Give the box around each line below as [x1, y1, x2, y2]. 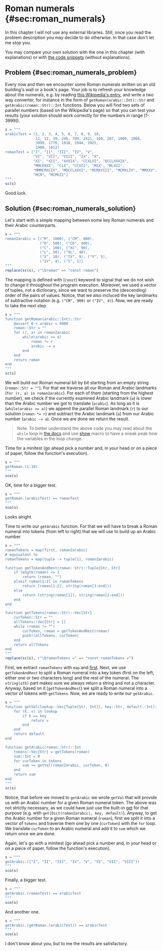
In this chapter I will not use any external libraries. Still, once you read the [5, 29, 151, 35]
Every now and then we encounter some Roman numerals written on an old [5, 81, 155, 87]
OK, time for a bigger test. [5, 482, 57, 488]
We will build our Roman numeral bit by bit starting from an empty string [5, 380, 149, 386]
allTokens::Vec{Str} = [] [14, 619, 66, 625]
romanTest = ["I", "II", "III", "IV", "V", [5, 149, 95, 155]
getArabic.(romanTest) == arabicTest [5, 891, 81, 896]
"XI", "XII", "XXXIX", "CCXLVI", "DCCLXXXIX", [33, 159, 130, 164]
